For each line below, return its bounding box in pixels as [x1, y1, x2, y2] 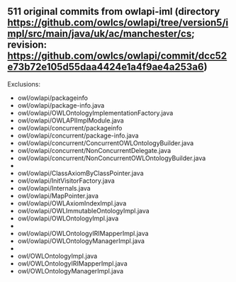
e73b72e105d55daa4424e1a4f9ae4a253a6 [7, 61, 204, 73]
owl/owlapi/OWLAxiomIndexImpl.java [17, 198, 127, 208]
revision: [7, 39, 47, 51]
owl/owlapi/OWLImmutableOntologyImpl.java [17, 206, 150, 215]
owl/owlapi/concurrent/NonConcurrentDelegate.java [17, 146, 172, 154]
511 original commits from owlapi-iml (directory [7, 6, 220, 18]
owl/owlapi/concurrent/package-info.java [17, 131, 140, 140]
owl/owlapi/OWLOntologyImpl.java [17, 214, 119, 222]
